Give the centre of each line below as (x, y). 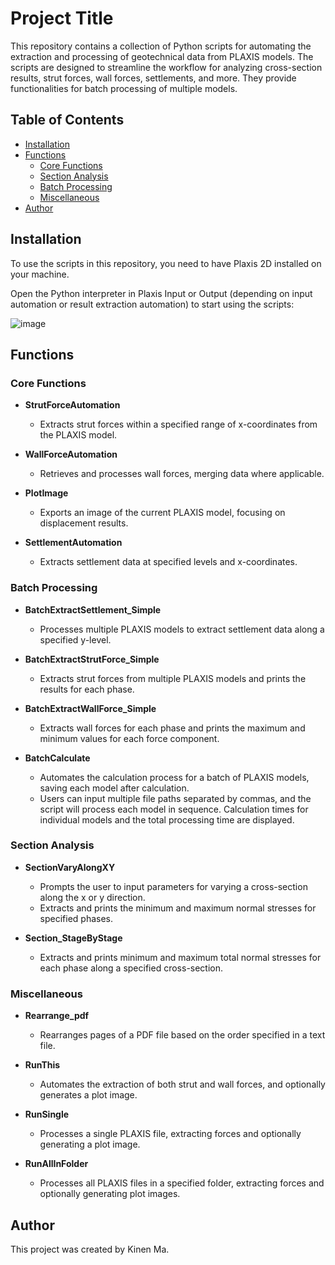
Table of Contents (67, 120)
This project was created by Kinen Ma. (90, 1249)
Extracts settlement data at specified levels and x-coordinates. (168, 562)
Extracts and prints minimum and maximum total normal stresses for (180, 957)
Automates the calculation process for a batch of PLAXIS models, (174, 777)
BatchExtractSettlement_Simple (93, 609)
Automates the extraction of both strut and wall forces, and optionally (182, 1084)
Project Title (62, 18)
